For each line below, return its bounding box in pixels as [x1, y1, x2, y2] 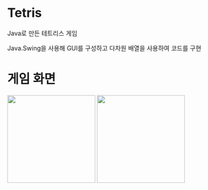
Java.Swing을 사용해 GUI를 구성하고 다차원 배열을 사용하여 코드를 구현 [7, 43, 202, 52]
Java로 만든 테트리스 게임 [7, 29, 78, 37]
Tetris [7, 5, 42, 21]
